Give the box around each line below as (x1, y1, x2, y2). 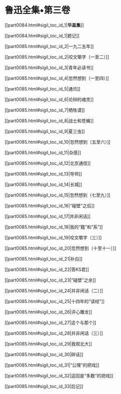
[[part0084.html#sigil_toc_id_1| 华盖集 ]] (4, 22, 84, 28)
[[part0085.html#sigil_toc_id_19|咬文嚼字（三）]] (4, 234, 102, 240)
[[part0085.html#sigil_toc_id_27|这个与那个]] (4, 319, 96, 325)
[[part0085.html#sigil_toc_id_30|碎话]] (4, 351, 83, 357)
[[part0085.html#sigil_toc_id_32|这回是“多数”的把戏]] (4, 372, 113, 378)
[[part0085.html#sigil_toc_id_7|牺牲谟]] (4, 107, 85, 113)
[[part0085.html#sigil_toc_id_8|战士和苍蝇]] (4, 117, 93, 123)
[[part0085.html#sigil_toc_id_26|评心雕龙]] (4, 308, 92, 315)
